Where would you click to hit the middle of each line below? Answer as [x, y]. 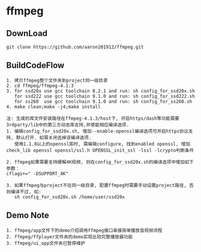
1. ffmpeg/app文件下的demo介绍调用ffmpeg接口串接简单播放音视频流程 [84, 230]
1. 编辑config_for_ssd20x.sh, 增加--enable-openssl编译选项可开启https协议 [97, 131]
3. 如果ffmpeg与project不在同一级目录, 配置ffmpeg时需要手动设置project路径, [96, 185]
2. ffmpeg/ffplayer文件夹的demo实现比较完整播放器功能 [70, 237]
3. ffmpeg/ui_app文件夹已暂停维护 [46, 243]
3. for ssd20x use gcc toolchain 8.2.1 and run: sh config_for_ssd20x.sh [101, 91]
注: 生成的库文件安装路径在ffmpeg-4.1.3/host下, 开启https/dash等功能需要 [93, 118]
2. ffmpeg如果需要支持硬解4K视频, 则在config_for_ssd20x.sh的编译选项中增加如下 [100, 162]
